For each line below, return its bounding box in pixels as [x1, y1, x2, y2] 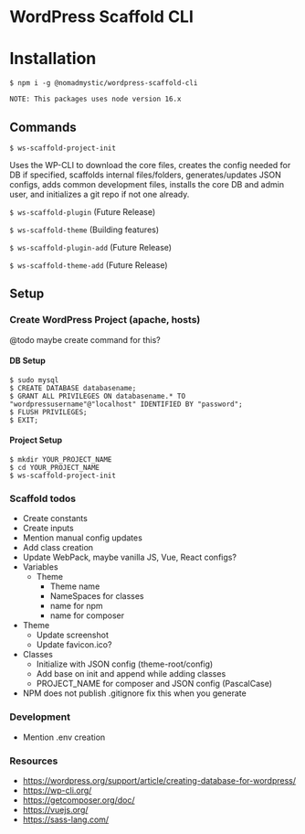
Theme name [49, 581, 100, 592]
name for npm [49, 601, 103, 612]
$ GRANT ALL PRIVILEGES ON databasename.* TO [9, 391, 185, 401]
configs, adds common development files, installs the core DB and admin [9, 178, 285, 189]
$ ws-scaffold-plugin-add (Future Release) [9, 241, 172, 252]
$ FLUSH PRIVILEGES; [9, 407, 89, 417]
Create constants [22, 513, 89, 524]
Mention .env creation [22, 732, 106, 743]
